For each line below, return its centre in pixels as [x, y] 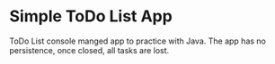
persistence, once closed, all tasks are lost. [89, 50]
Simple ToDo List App [91, 16]
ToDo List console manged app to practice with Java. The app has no [138, 41]
